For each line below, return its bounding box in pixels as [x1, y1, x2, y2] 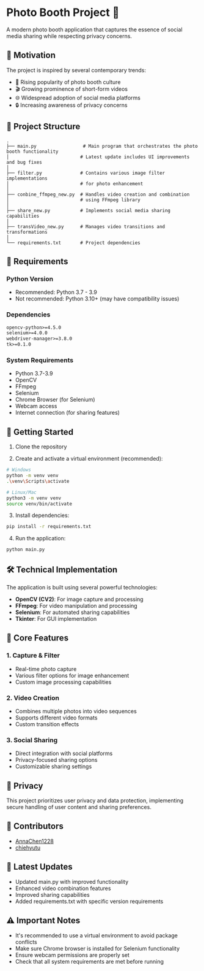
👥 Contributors [6, 821, 64, 832]
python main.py [6, 547, 45, 553]
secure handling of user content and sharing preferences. [6, 804, 151, 811]
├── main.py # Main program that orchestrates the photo [6, 143, 199, 149]
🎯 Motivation [6, 50, 56, 61]
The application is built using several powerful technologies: [6, 583, 158, 591]
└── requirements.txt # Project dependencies [6, 239, 140, 246]
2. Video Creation [6, 693, 60, 702]
